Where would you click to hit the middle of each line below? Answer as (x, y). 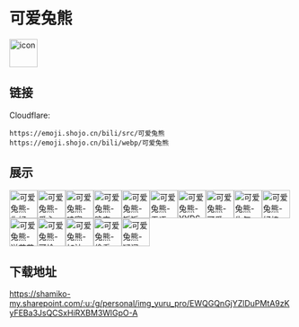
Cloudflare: (30, 115)
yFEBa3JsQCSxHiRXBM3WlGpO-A (74, 313)
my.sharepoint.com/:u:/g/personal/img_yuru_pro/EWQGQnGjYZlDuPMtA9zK (149, 304)
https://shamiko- (40, 294)
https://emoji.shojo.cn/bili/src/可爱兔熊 (87, 133)
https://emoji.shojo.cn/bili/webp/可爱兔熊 (89, 143)
